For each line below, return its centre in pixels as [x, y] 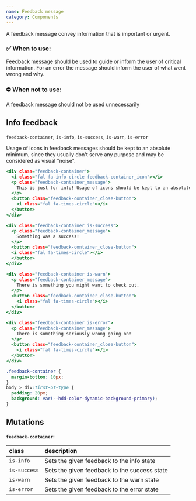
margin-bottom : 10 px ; [38, 377]
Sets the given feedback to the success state [106, 470]
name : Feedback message [35, 11]
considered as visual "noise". [41, 160]
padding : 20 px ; [30, 393]
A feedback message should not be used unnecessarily [73, 104]
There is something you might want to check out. [78, 285]
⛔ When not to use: [34, 90]
